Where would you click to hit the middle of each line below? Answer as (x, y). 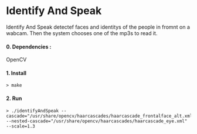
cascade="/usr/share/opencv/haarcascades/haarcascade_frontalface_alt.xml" (101, 116)
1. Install (16, 73)
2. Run (14, 98)
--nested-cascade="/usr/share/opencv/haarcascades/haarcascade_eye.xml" (97, 121)
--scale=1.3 (21, 126)
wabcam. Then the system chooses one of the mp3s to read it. (82, 33)
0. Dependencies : (29, 47)
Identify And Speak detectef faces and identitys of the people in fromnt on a (98, 27)
